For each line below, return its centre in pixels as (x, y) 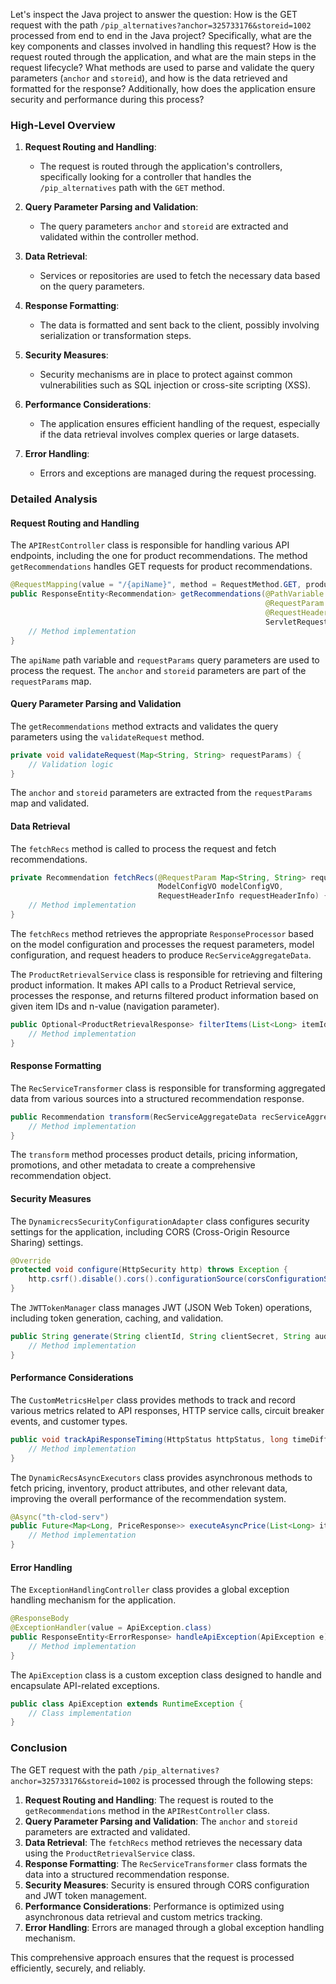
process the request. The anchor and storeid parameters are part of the (158, 670)
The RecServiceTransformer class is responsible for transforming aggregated (168, 1088)
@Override (31, 1260)
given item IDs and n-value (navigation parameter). (115, 1006)
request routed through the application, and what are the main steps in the (163, 57)
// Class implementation (80, 1713)
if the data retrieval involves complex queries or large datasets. (169, 435)
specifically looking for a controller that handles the (145, 177)
